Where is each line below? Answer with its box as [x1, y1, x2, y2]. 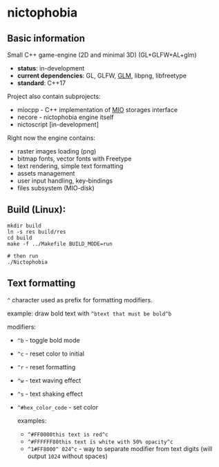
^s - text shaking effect [17, 390, 83, 398]
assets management [17, 170, 75, 177]
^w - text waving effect [17, 376, 82, 385]
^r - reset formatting [17, 363, 76, 371]
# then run [7, 253, 39, 259]
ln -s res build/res [7, 228, 67, 235]
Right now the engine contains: [7, 134, 95, 142]
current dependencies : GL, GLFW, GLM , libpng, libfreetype [17, 71, 187, 80]
